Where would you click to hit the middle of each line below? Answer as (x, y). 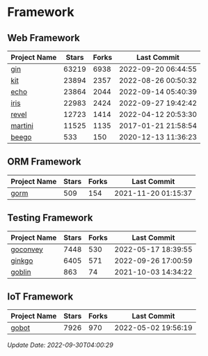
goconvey (27, 249)
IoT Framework (40, 297)
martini (22, 126)
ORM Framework (44, 162)
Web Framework (43, 38)
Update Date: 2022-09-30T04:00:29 (60, 345)
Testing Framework (50, 218)
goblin (21, 272)
